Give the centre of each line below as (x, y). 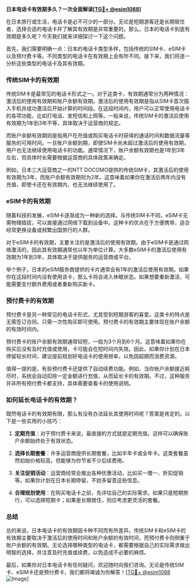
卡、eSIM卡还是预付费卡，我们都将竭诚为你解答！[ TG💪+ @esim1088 (88, 572)
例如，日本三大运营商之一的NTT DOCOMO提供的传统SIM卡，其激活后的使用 (98, 170)
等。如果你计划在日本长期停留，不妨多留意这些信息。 (78, 480)
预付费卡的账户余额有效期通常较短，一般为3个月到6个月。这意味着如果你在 (96, 341)
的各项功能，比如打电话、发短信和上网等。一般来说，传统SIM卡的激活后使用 (98, 116)
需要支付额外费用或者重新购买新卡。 (54, 284)
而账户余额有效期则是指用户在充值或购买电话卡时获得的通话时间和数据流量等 (98, 136)
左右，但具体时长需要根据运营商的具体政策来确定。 (67, 158)
